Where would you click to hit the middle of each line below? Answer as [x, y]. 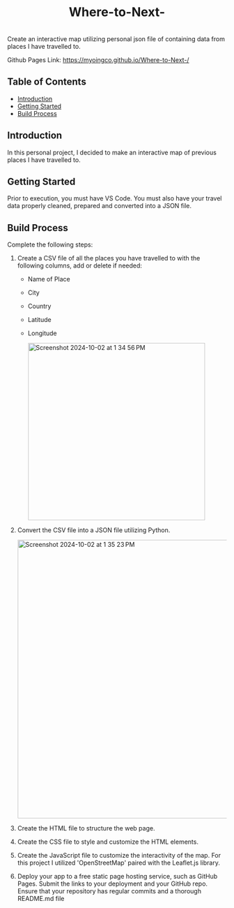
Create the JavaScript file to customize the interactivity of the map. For [119, 856]
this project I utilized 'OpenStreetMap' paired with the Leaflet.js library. [119, 863]
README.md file [41, 899]
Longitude [42, 333]
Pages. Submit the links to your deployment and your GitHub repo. [112, 884]
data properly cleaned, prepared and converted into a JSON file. [99, 206]
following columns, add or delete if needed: [80, 265]
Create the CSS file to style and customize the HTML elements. [108, 842]
